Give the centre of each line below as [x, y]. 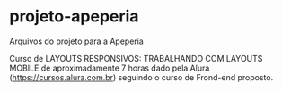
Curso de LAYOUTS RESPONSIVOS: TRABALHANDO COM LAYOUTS [136, 58]
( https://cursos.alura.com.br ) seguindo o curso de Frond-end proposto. [141, 77]
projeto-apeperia [74, 17]
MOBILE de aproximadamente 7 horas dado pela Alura [110, 68]
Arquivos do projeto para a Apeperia [76, 41]
